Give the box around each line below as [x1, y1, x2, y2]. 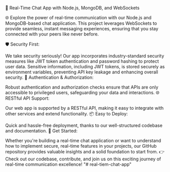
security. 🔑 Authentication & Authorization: [5, 74, 94, 80]
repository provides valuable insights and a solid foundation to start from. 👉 [5, 149, 165, 154]
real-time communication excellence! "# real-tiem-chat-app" [5, 161, 132, 167]
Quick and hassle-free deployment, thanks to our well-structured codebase [5, 122, 163, 128]
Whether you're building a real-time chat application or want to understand [5, 138, 161, 144]
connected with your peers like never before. [5, 31, 99, 37]
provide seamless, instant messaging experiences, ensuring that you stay [5, 26, 158, 31]
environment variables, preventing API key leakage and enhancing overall [5, 69, 158, 75]
